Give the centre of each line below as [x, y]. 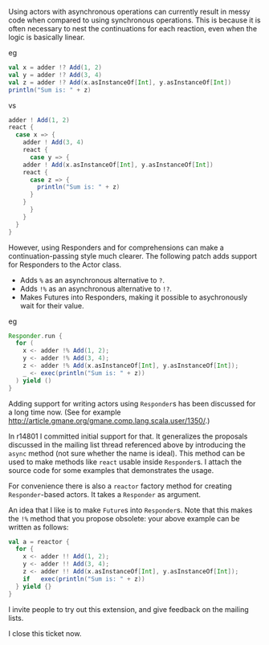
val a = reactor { [39, 541]
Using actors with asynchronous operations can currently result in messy [129, 12]
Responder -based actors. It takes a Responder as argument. [105, 494]
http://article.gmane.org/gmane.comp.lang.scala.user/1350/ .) [109, 420]
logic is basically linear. [47, 37]
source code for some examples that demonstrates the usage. [111, 470]
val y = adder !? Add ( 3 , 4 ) [55, 75]
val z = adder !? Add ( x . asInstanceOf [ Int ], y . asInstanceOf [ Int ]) [120, 82]
